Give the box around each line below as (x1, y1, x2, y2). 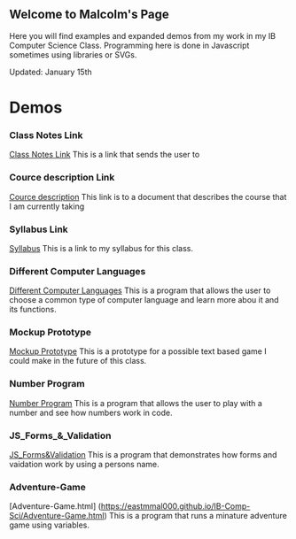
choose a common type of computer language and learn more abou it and (9, 295, 279, 305)
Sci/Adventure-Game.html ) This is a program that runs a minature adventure (9, 511, 288, 521)
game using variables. (9, 520, 90, 530)
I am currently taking (9, 201, 85, 212)
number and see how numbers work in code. (9, 407, 173, 418)
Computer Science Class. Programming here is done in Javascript (9, 40, 250, 50)
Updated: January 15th (9, 66, 92, 77)
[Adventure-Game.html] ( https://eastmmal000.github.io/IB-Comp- (9, 501, 251, 512)
